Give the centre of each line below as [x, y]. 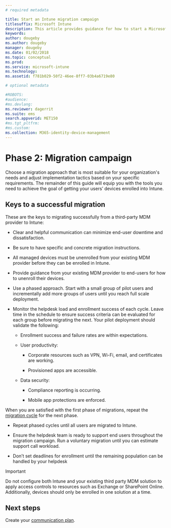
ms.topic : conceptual [28, 57]
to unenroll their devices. [39, 278]
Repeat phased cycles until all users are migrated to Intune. [75, 425]
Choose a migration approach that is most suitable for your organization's [82, 172]
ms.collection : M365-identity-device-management [58, 133]
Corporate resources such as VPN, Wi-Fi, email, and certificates [95, 355]
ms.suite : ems [20, 114]
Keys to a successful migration [55, 205]
